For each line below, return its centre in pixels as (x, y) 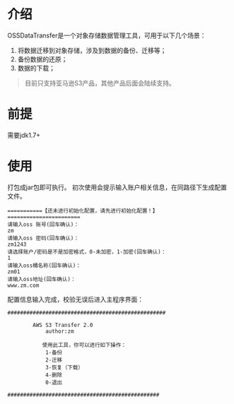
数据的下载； (36, 68)
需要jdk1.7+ (24, 135)
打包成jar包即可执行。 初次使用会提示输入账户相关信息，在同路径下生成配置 (117, 187)
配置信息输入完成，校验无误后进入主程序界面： (75, 299)
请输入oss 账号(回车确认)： (43, 224)
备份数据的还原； (42, 59)
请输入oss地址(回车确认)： (42, 279)
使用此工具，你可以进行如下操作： (84, 345)
